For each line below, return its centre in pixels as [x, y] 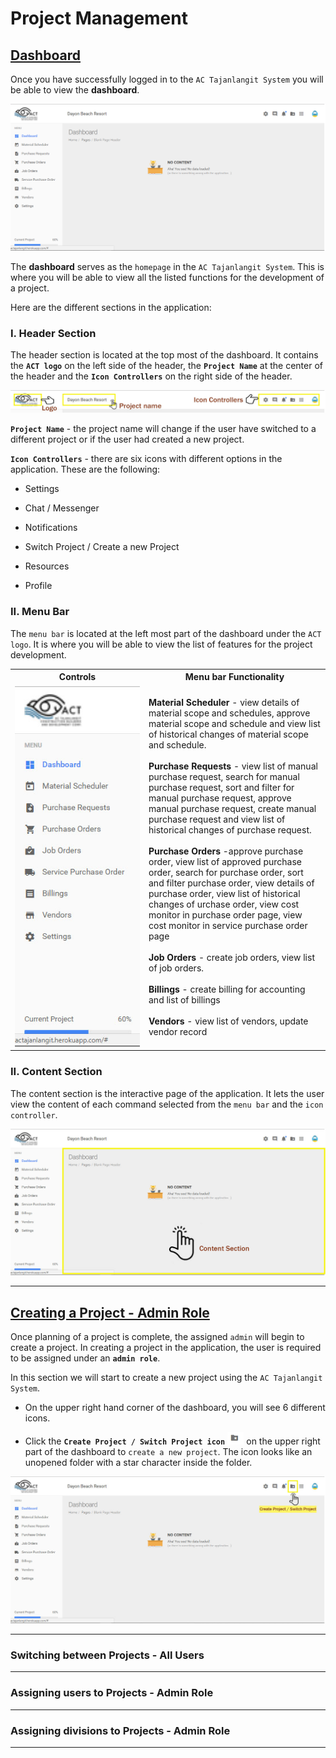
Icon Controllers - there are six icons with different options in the [146, 459]
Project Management [99, 18]
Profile [38, 586]
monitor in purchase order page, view [225, 914]
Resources [47, 566]
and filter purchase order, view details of [231, 883]
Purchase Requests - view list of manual [233, 766]
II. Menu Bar [40, 612]
